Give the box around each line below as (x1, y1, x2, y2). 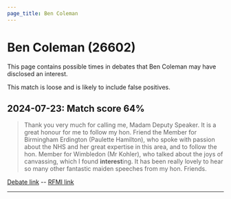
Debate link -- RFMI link (7, 178, 74, 186)
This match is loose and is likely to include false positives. (7, 83, 170, 91)
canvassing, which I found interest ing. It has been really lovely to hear (23, 157, 223, 165)
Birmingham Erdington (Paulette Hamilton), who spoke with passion (23, 135, 215, 144)
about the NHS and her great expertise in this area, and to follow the (23, 143, 218, 151)
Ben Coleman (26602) (7, 39, 136, 55)
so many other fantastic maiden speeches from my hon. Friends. (23, 165, 208, 173)
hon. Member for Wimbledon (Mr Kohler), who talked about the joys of (23, 150, 223, 159)
